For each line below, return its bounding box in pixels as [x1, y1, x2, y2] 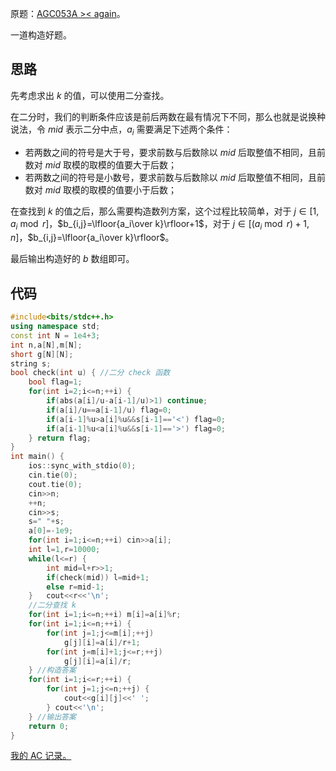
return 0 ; [28, 721, 70, 731]
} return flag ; [28, 433, 92, 443]
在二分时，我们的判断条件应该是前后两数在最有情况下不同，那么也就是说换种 [10, 110, 326, 122]
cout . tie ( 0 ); [28, 479, 83, 489]
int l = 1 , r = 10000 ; [28, 545, 101, 555]
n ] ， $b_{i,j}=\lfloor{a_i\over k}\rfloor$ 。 [10, 232, 175, 244]
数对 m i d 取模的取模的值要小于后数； [24, 183, 177, 196]
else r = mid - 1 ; [46, 582, 105, 592]
